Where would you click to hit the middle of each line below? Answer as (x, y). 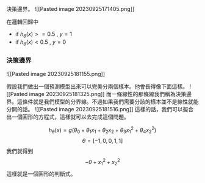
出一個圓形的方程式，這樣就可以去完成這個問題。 (68, 117)
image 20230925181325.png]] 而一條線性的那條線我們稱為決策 (108, 94)
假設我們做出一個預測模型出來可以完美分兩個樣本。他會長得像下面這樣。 (97, 86)
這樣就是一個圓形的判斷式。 (41, 174)
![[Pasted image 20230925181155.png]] (56, 74)
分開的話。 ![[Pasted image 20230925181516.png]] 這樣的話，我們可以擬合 (100, 109)
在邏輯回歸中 (22, 22)
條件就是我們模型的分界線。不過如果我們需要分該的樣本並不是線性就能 (110, 102)
